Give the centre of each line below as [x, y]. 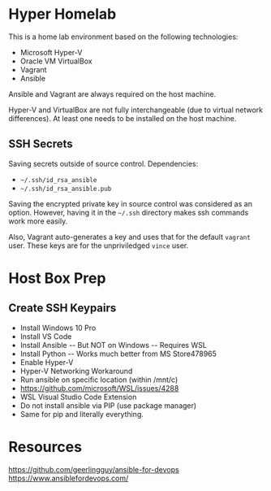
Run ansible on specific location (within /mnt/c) [99, 380]
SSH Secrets [41, 144]
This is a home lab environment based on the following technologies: [123, 37]
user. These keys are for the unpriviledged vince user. [99, 245]
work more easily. [38, 221]
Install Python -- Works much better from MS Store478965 [118, 354]
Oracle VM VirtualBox [56, 61]
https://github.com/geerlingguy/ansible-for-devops [94, 469]
